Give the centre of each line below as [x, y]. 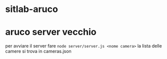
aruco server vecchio [51, 32]
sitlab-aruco [32, 9]
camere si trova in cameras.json [38, 51]
